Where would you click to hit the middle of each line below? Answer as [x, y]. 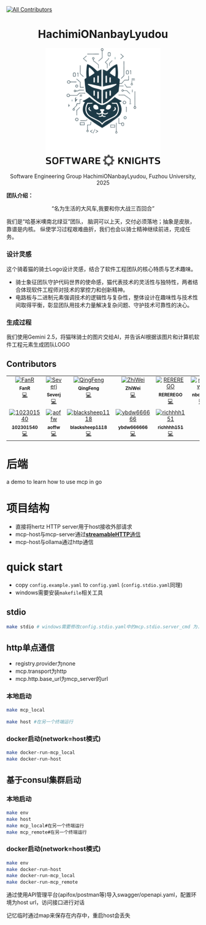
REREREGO [170, 395]
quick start [35, 567]
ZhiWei [133, 389]
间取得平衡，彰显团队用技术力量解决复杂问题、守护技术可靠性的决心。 [104, 305]
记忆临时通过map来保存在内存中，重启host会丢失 [68, 915]
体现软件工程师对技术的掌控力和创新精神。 [74, 290]
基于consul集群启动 [44, 780]
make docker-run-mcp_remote [42, 882]
